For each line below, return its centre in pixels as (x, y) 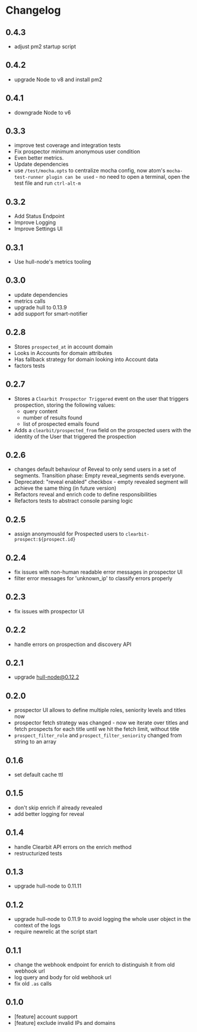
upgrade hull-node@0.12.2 (47, 677)
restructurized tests (38, 853)
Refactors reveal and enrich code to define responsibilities (85, 495)
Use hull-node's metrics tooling (53, 262)
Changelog (33, 10)
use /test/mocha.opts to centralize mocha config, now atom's (90, 170)
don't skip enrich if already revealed (58, 808)
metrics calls (30, 301)
